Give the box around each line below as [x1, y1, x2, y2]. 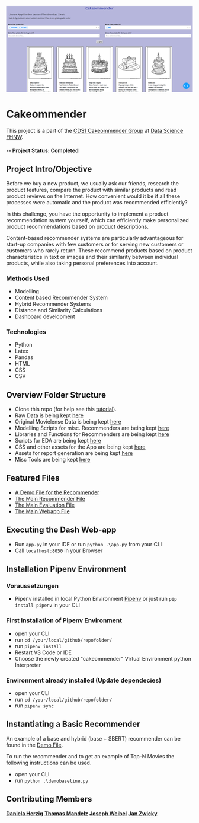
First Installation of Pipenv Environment [6, 616, 123, 625]
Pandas [14, 354, 34, 361]
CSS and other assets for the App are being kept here [14, 443, 146, 450]
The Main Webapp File [14, 507, 70, 515]
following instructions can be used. [6, 759, 92, 766]
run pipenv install [14, 642, 62, 649]
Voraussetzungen [6, 581, 59, 590]
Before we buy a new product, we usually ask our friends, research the [6, 180, 179, 187]
